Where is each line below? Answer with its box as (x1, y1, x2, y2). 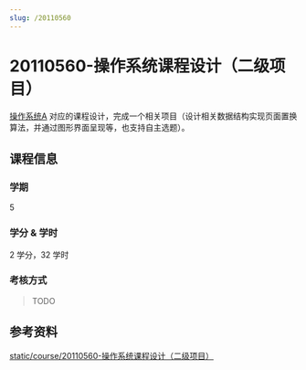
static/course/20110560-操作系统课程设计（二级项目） (9, 350, 215, 361)
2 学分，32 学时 (9, 248, 69, 260)
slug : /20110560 (9, 13, 71, 23)
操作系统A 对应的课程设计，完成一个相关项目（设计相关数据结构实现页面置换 (9, 111, 298, 122)
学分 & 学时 (9, 227, 58, 239)
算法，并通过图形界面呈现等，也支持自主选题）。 (9, 122, 190, 132)
